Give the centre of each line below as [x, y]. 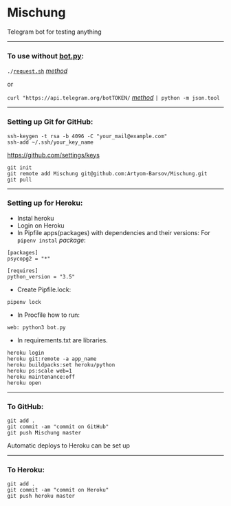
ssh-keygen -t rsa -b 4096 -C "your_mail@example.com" [87, 136]
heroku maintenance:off [41, 377]
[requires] [23, 271]
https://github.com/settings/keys [53, 155]
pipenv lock [24, 302]
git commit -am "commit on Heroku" [58, 490]
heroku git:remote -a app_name [52, 359]
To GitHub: [25, 406]
